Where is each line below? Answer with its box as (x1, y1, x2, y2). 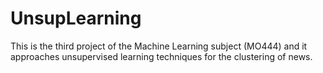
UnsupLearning (10, 7, 142, 30)
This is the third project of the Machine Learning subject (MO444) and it (10, 40, 308, 52)
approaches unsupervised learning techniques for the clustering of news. (10, 50, 313, 62)
